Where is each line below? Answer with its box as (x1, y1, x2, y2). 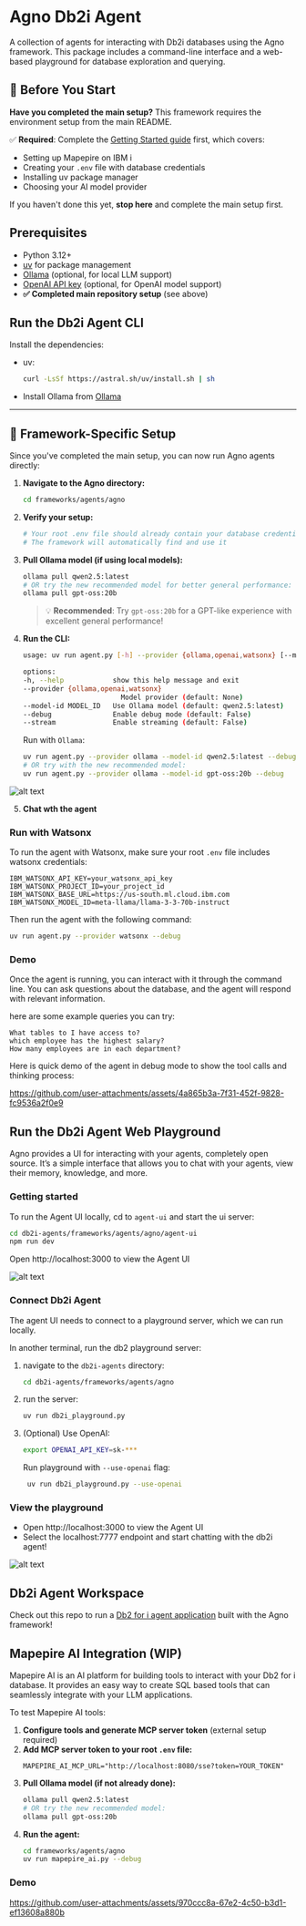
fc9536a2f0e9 (9, 1097, 64, 1108)
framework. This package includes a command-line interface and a (9, 46, 261, 57)
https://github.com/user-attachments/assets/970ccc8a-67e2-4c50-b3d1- (9, 1897, 287, 1908)
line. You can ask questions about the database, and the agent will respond (9, 984, 291, 994)
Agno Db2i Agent (9, 6, 142, 27)
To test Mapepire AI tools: (9, 1706, 107, 1717)
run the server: (22, 1394, 79, 1405)
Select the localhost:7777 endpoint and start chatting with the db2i (22, 1531, 273, 1542)
